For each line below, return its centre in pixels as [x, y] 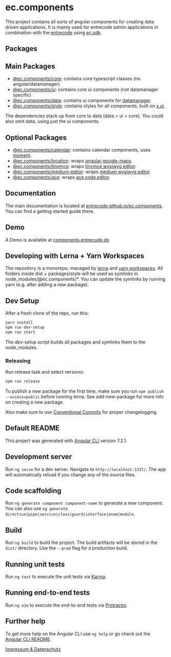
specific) [22, 95]
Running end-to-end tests [48, 593]
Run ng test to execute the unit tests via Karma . [56, 577]
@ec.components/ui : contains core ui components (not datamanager [85, 89]
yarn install [19, 323]
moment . [22, 155]
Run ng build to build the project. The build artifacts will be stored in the [81, 543]
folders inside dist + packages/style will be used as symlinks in [72, 273]
